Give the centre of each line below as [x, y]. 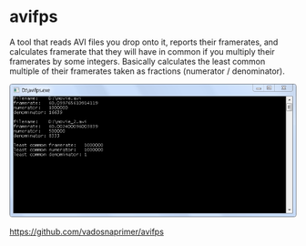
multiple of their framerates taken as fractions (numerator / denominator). [147, 71]
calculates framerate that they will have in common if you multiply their [142, 51]
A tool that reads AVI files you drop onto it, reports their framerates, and [144, 42]
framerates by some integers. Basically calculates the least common [138, 61]
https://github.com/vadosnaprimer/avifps [87, 231]
